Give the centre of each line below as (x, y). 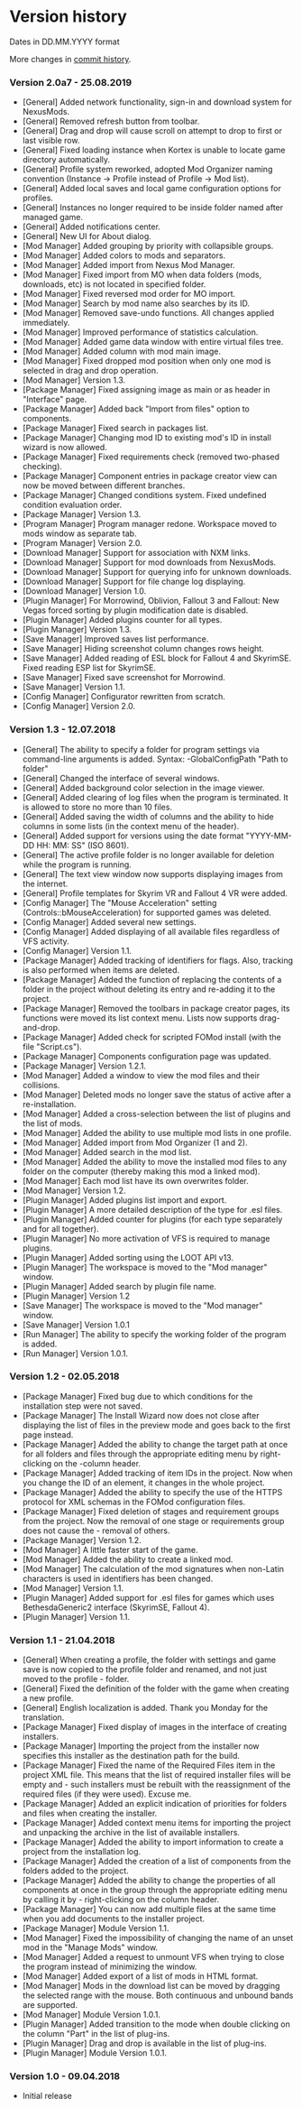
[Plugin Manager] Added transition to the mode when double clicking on (156, 2024)
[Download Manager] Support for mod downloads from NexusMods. (149, 562)
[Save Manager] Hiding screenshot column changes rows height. (143, 649)
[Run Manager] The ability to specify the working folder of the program (154, 1334)
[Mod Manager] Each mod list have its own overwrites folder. (136, 1180)
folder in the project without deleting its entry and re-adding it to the (149, 989)
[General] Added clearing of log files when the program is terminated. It (155, 797)
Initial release (47, 2096)
